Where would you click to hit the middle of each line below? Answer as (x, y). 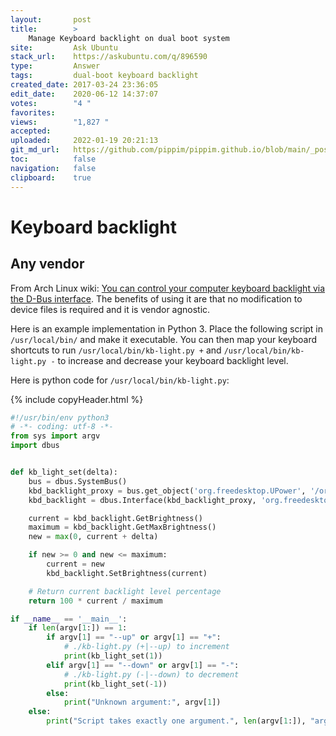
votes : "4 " (51, 103)
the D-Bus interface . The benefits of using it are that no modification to (156, 298)
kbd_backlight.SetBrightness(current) (127, 573)
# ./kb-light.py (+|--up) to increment (146, 647)
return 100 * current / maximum (95, 601)
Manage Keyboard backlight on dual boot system (129, 38)
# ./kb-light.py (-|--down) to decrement (151, 674)
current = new (75, 564)
